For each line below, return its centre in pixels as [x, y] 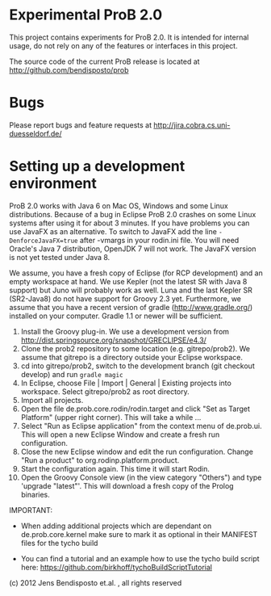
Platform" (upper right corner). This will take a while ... [111, 417]
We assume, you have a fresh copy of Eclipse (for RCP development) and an [136, 273]
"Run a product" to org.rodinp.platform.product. [100, 460]
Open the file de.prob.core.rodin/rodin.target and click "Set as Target [135, 409]
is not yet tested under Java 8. [60, 257]
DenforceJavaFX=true [44, 241]
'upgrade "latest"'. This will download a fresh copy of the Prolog [127, 485]
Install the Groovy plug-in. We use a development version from [125, 331]
